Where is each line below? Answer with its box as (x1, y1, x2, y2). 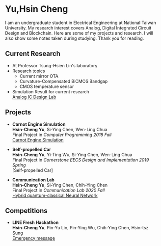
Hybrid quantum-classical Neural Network (12, 192, 98, 198)
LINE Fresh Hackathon (12, 219, 59, 225)
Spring (12, 162, 26, 168)
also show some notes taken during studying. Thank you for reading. (5, 35, 144, 41)
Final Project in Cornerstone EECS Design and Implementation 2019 (12, 157, 149, 163)
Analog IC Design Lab (12, 94, 56, 100)
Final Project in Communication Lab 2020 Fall (12, 187, 105, 193)
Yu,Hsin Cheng (5, 3, 68, 15)
